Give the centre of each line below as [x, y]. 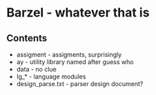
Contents [27, 38]
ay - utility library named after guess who [75, 62]
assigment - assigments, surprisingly [69, 54]
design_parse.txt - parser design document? [80, 84]
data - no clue [36, 69]
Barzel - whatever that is [78, 13]
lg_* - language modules [51, 76]
